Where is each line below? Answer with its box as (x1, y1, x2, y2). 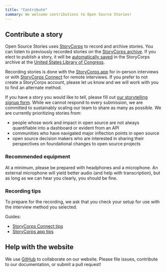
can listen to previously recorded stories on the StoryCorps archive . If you (5, 49, 156, 55)
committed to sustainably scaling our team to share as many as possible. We (5, 105, 162, 111)
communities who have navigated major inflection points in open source (12, 130, 160, 136)
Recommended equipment (5, 153, 70, 160)
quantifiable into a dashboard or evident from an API (12, 125, 119, 131)
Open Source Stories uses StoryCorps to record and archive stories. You (5, 43, 154, 50)
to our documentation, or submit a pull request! (5, 261, 102, 267)
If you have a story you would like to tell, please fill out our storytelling (5, 94, 148, 100)
